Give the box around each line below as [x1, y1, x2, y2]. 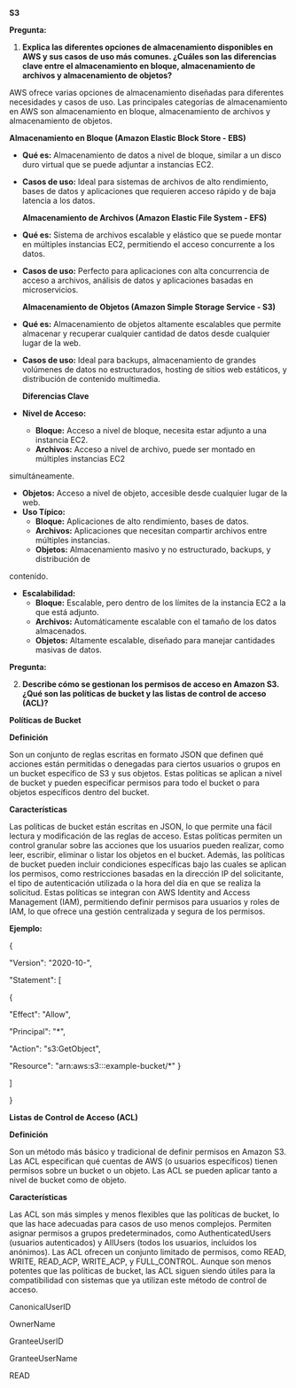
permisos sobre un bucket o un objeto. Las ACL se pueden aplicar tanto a [9, 1166, 277, 1175]
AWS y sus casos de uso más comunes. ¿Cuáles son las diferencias [21, 51, 277, 61]
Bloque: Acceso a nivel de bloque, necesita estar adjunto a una [35, 425, 268, 435]
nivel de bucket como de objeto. [9, 1174, 127, 1185]
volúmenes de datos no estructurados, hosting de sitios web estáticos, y [21, 364, 288, 375]
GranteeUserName [9, 1353, 78, 1363]
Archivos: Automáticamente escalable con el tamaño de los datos [35, 616, 277, 627]
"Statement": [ [9, 975, 62, 985]
